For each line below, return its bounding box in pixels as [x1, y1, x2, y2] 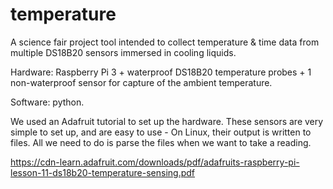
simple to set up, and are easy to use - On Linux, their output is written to [10, 126, 312, 138]
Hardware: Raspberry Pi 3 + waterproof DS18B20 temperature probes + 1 [10, 66, 312, 78]
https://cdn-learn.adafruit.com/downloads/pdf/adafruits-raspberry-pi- [10, 156, 300, 168]
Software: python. [10, 96, 85, 108]
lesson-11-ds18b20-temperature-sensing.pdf [10, 166, 196, 178]
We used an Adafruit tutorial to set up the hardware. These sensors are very [10, 115, 324, 127]
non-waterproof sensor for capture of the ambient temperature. [10, 76, 273, 88]
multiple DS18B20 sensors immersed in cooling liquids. [10, 46, 237, 58]
